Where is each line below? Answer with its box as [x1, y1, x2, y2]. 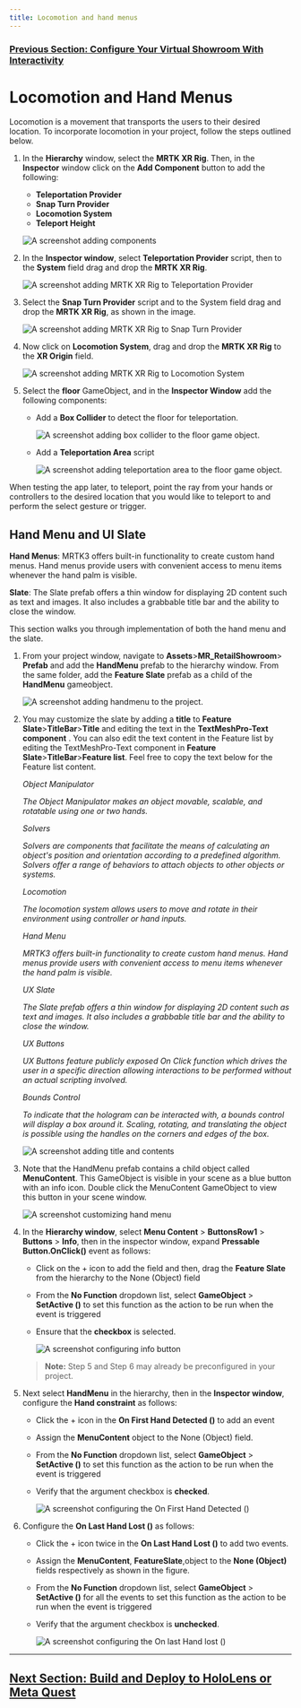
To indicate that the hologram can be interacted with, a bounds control [21, 1109, 285, 1121]
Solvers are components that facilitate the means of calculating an [21, 840, 271, 852]
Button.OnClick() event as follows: [21, 1245, 150, 1256]
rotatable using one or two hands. [21, 806, 148, 817]
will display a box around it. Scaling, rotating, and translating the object [21, 1119, 288, 1130]
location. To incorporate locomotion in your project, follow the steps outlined [9, 126, 291, 137]
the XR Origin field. [21, 351, 94, 361]
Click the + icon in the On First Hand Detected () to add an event [35, 1415, 275, 1426]
